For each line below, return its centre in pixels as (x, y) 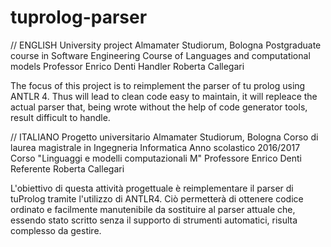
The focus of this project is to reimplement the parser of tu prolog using (158, 85)
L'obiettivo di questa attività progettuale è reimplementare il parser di (152, 188)
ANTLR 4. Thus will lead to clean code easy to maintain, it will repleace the (164, 96)
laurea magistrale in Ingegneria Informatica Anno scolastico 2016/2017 (155, 147)
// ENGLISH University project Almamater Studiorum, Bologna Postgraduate (166, 45)
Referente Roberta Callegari (67, 168)
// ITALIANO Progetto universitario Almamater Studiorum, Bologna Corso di (164, 137)
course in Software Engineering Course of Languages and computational (160, 55)
